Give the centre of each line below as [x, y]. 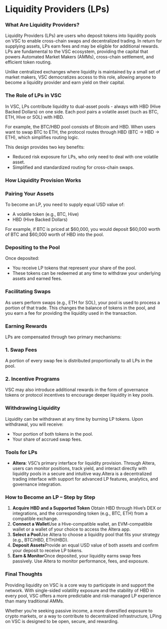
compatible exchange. [35, 519]
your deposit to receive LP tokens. [48, 551]
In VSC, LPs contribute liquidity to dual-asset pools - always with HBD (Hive [83, 106]
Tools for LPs [21, 452]
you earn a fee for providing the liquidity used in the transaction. [71, 313]
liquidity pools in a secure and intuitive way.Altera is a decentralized [82, 474]
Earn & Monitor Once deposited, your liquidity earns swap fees [77, 556]
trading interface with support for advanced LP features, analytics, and [85, 479]
